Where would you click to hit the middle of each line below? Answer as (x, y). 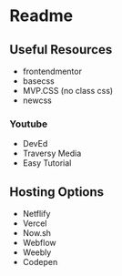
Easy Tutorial (47, 163)
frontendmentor (52, 71)
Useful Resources (61, 50)
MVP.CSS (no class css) (68, 91)
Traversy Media (52, 153)
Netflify (36, 214)
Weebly (37, 252)
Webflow (39, 243)
